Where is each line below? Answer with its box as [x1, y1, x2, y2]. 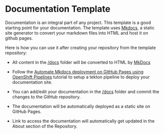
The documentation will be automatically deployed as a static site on [12, 103, 151, 109]
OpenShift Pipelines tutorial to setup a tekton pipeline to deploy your [12, 74, 150, 80]
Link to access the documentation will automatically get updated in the [12, 118, 155, 124]
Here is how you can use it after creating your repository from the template [5, 45, 156, 50]
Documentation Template [5, 3, 111, 15]
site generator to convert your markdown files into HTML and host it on [5, 30, 148, 36]
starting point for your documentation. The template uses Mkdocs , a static [5, 24, 155, 30]
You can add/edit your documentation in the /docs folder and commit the [12, 89, 160, 94]
